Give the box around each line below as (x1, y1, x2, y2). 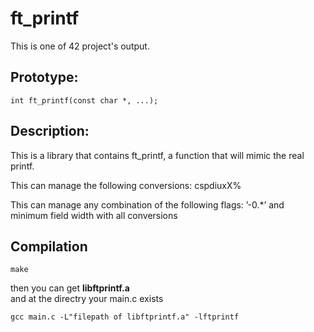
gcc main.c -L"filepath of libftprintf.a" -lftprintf (10, 312, 240, 322)
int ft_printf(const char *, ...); (10, 95, 159, 106)
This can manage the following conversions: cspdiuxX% (10, 179, 242, 191)
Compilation (10, 238, 88, 255)
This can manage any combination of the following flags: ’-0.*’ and (10, 198, 285, 211)
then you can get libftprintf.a (10, 282, 130, 294)
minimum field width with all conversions (10, 209, 178, 221)
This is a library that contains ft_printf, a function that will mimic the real (10, 149, 305, 161)
